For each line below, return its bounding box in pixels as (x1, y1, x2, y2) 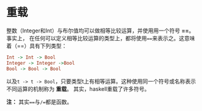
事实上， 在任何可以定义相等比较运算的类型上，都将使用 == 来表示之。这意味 (6, 34, 195, 41)
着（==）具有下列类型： (6, 42, 67, 49)
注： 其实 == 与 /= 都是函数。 (6, 98, 73, 106)
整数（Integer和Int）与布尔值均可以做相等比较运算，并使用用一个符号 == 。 (6, 27, 195, 34)
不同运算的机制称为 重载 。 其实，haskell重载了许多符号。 (6, 85, 150, 92)
